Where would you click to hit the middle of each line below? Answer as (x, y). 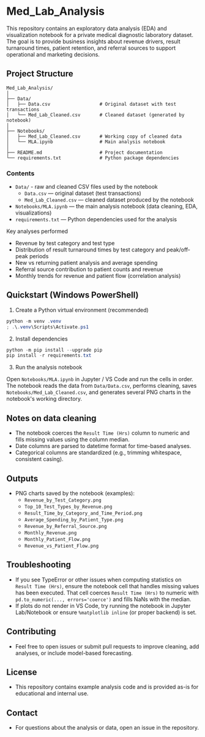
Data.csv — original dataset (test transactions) (83, 193)
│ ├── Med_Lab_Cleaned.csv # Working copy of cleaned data (94, 136)
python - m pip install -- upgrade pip (54, 350)
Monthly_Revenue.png (50, 533)
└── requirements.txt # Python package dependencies (93, 158)
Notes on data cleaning (51, 418)
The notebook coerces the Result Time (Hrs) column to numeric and (102, 433)
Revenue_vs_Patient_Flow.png (61, 546)
